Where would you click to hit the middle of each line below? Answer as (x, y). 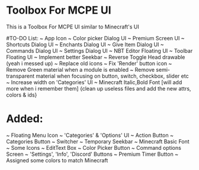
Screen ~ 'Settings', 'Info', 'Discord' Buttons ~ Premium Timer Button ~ (92, 154)
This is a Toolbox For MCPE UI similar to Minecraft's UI (73, 27)
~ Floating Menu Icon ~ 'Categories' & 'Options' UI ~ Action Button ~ (90, 135)
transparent (20, 76)
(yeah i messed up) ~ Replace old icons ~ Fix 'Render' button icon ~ (89, 63)
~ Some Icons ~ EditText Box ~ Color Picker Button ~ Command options (94, 147)
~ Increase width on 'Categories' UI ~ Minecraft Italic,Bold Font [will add (94, 82)
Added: (25, 119)
